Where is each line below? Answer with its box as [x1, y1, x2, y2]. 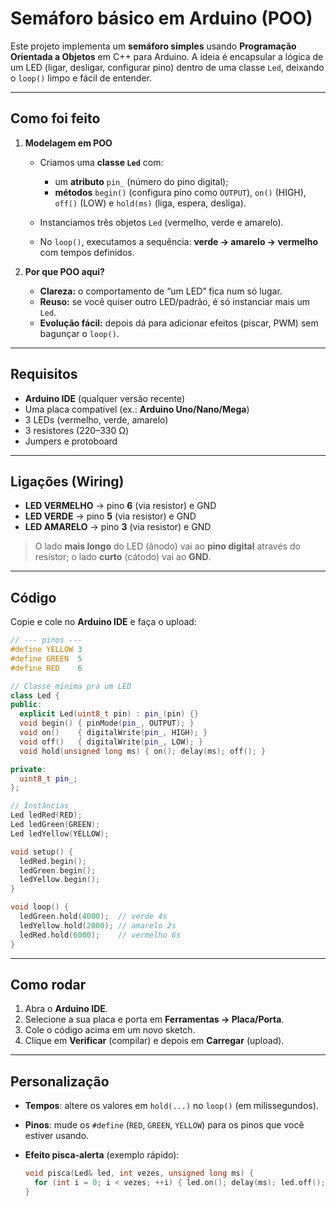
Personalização [10, 1073, 110, 1090]
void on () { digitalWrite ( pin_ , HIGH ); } [19, 728, 208, 738]
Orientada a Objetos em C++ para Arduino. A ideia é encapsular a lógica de [10, 50, 324, 62]
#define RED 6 [10, 663, 83, 673]
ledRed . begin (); [19, 856, 87, 866]
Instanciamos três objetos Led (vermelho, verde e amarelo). [39, 216, 284, 228]
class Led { [10, 690, 60, 701]
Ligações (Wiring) [10, 473, 125, 490]
